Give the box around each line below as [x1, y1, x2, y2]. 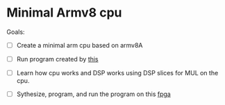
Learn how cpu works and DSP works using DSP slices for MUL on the [16, 69, 219, 77]
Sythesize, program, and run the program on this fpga [16, 90, 171, 98]
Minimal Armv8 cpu [6, 5, 122, 21]
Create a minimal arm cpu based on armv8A [16, 41, 143, 49]
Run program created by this [16, 55, 99, 63]
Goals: [6, 28, 25, 36]
